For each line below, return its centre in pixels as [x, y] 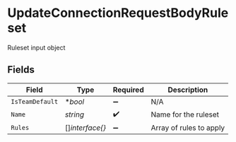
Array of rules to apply [188, 127]
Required [128, 90]
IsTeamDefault [35, 101]
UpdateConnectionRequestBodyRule [118, 13]
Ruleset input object [36, 47]
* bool [75, 102]
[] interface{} [85, 127]
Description [188, 90]
